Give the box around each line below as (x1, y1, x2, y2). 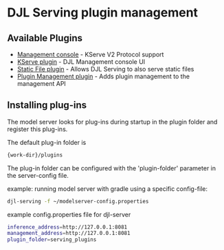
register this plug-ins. (7, 125, 68, 133)
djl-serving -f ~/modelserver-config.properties (7, 198, 149, 205)
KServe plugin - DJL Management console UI (16, 58, 146, 66)
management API (16, 80, 67, 87)
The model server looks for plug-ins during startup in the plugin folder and (7, 117, 218, 126)
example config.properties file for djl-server (7, 210, 131, 218)
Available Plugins (7, 32, 82, 44)
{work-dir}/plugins (7, 151, 63, 159)
